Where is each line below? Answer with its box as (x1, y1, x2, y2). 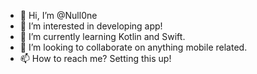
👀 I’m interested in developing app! (19, 20, 163, 32)
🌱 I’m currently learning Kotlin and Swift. (19, 31, 186, 42)
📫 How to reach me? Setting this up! (19, 53, 172, 64)
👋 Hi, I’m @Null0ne (19, 10, 98, 21)
